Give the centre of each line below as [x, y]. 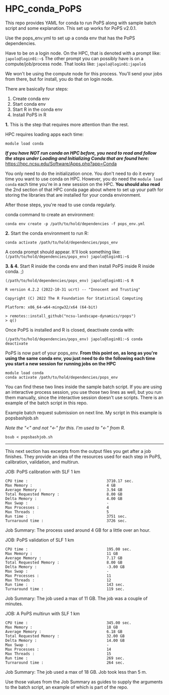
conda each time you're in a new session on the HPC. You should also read [83, 184]
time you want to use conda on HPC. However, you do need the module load [84, 179]
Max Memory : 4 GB [60, 485]
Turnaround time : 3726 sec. [66, 521]
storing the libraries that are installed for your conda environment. [73, 195]
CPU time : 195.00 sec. [68, 549]
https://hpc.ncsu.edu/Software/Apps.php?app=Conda [61, 164]
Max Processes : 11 [58, 576]
